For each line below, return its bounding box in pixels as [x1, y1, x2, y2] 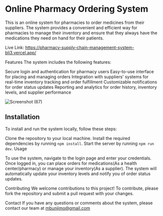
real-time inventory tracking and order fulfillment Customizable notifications [5, 79, 157, 85]
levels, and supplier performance [5, 89, 72, 95]
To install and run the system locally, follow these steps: [5, 126, 117, 132]
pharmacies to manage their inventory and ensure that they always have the [5, 30, 158, 36]
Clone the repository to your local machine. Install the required [5, 135, 130, 141]
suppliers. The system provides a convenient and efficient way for [5, 24, 138, 30]
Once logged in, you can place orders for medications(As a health [5, 160, 137, 166]
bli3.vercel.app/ [5, 50, 36, 56]
